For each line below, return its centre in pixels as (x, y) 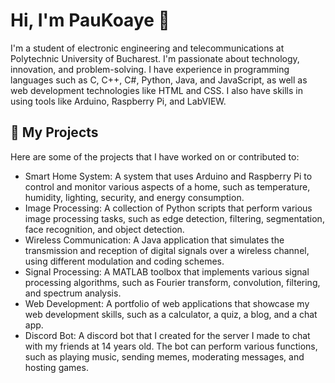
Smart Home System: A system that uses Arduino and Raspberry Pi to (168, 176)
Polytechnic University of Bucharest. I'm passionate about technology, (155, 58)
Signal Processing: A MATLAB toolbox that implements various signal (167, 271)
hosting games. (56, 367)
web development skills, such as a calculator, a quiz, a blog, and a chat (171, 314)
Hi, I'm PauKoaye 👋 (90, 20)
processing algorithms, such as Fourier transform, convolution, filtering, (172, 282)
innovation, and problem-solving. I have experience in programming (150, 69)
